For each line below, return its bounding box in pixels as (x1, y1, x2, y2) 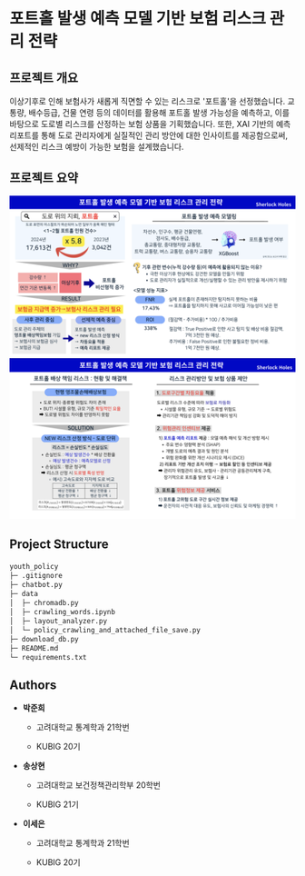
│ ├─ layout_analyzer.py (9, 616, 107, 625)
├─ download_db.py (9, 634, 79, 643)
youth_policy (9, 562, 59, 571)
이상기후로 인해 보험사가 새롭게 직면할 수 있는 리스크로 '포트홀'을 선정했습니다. (9, 96, 286, 106)
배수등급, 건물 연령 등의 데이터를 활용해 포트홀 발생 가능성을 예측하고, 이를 (28, 107, 290, 118)
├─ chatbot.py (9, 580, 64, 589)
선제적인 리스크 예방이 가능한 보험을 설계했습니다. (9, 142, 184, 152)
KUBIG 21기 (35, 799, 79, 810)
